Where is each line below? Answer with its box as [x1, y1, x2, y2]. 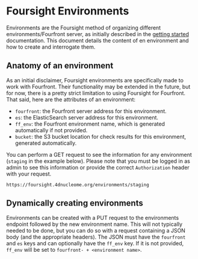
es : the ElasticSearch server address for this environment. [14, 114, 158, 121]
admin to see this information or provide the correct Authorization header [6, 163, 190, 171]
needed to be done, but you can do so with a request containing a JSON [6, 227, 185, 234]
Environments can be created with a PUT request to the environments [6, 214, 179, 221]
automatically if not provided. [14, 126, 88, 133]
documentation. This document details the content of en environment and [6, 37, 189, 44]
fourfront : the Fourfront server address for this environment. [14, 107, 167, 115]
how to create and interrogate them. [6, 43, 96, 50]
